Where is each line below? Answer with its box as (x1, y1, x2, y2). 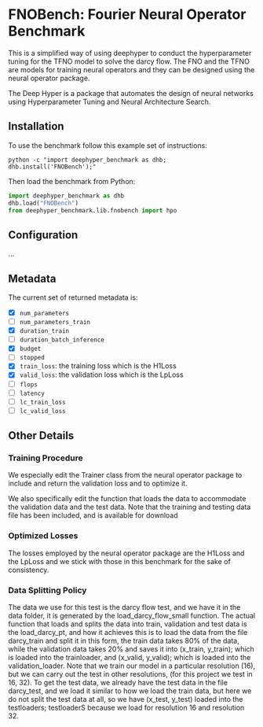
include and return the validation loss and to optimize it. (8, 478, 188, 489)
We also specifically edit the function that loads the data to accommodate (8, 494, 247, 504)
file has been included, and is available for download (8, 511, 178, 520)
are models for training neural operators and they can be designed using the (8, 65, 255, 74)
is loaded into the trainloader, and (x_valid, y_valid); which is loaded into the (8, 653, 251, 662)
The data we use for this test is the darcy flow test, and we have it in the (8, 603, 241, 612)
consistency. (8, 565, 49, 574)
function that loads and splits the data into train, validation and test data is (8, 619, 247, 629)
